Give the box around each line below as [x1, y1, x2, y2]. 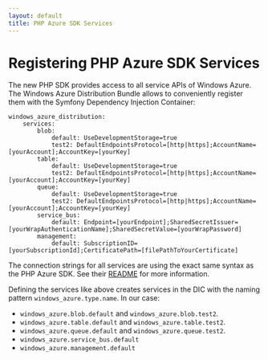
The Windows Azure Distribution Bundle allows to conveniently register [8, 89, 243, 99]
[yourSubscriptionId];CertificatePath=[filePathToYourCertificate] [8, 247, 239, 255]
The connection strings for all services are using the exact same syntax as [8, 260, 254, 270]
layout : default [8, 11, 63, 20]
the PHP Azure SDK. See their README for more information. [8, 269, 210, 279]
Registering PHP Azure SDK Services [8, 54, 260, 72]
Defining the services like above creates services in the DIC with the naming [8, 284, 261, 294]
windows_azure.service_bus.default [19, 336, 140, 344]
